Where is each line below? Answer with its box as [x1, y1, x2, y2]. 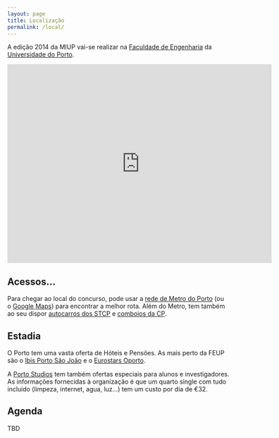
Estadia [7, 330, 41, 342]
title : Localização [7, 17, 65, 24]
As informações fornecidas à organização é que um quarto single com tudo [7, 377, 227, 386]
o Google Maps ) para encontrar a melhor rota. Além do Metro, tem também [7, 302, 225, 311]
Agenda [7, 406, 43, 418]
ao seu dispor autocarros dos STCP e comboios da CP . [7, 309, 167, 318]
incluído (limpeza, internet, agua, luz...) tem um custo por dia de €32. [7, 385, 208, 393]
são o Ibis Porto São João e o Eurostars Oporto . [7, 356, 146, 365]
